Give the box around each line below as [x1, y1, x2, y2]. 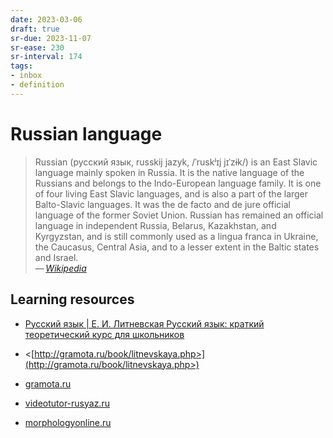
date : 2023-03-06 [10, 14, 83, 25]
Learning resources [10, 291, 135, 308]
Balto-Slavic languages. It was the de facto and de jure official [34, 198, 291, 210]
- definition [10, 80, 65, 90]
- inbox [10, 71, 43, 81]
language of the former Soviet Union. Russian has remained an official [34, 209, 324, 221]
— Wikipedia [34, 262, 87, 274]
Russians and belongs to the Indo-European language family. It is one [34, 177, 322, 189]
